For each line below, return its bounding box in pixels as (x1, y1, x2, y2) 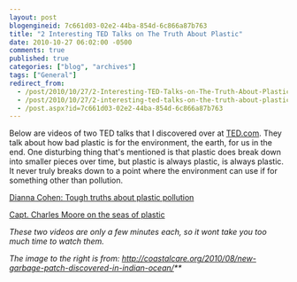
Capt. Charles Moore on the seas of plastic (9, 209, 165, 220)
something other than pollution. (9, 175, 124, 186)
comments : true (9, 46, 65, 55)
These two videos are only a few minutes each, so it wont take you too (9, 227, 267, 238)
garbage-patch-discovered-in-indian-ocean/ (9, 262, 175, 273)
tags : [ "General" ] (9, 71, 77, 80)
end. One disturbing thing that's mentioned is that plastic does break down (9, 147, 281, 158)
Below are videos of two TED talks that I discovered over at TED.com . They (9, 128, 283, 138)
